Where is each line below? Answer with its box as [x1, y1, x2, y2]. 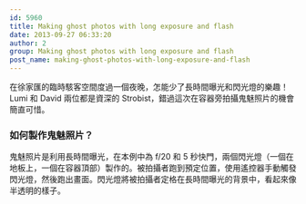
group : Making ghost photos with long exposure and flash [9, 47, 234, 56]
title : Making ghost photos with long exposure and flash [9, 22, 234, 31]
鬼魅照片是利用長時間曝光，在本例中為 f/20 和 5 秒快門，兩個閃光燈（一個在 [9, 151, 294, 162]
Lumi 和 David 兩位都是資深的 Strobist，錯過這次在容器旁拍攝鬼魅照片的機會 [9, 92, 295, 103]
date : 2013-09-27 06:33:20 [9, 30, 112, 39]
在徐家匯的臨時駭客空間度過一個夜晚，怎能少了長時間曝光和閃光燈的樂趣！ [9, 82, 289, 92]
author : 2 [9, 38, 47, 48]
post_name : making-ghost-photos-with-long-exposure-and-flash [9, 55, 250, 64]
